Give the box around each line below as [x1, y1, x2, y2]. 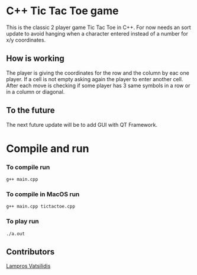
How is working [6, 53, 65, 63]
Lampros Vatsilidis [6, 263, 51, 270]
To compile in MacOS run [6, 190, 80, 198]
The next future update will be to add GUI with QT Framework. [6, 121, 158, 128]
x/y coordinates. [6, 36, 46, 43]
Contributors [6, 247, 55, 257]
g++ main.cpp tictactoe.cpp [6, 203, 76, 210]
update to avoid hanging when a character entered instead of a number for [6, 30, 188, 37]
